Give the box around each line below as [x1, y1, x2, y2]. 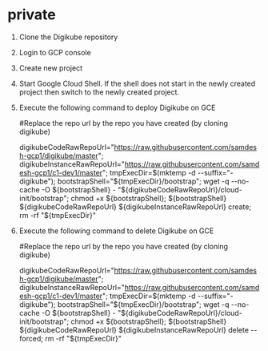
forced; [18, 333, 43, 343]
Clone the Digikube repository [18, 32, 118, 42]
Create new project [18, 63, 83, 73]
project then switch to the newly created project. [18, 87, 180, 97]
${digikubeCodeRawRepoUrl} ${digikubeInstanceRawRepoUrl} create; [18, 202, 252, 212]
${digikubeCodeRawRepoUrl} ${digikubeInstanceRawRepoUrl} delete [18, 325, 250, 334]
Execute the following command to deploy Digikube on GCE [18, 103, 216, 112]
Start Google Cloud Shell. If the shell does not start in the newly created [18, 79, 256, 88]
